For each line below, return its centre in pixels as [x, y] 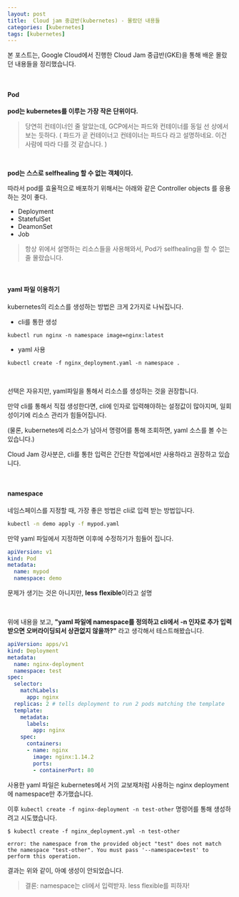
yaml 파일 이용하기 [34, 289]
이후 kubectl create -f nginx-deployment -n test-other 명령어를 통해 [110, 809]
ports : [43, 764]
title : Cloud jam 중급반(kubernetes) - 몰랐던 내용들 [84, 21]
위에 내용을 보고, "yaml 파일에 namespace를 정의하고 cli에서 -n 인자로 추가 [113, 622]
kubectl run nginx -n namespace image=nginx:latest [86, 335]
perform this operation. [44, 856]
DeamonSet [35, 227]
